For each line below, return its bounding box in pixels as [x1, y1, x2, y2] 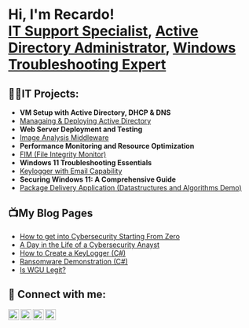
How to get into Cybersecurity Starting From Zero [19, 231, 181, 241]
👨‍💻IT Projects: [8, 87, 79, 100]
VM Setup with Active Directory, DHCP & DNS [19, 108, 171, 117]
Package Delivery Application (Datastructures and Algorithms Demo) [19, 183, 242, 192]
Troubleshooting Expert [8, 56, 167, 74]
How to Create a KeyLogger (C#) [19, 248, 126, 257]
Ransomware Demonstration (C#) [19, 256, 128, 266]
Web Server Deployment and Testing [19, 124, 143, 134]
